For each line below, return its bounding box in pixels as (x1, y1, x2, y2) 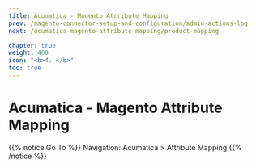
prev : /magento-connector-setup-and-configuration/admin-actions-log (8, 19, 249, 27)
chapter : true (8, 41, 57, 49)
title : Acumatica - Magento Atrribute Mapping (8, 11, 169, 20)
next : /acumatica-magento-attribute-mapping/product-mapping (8, 27, 220, 35)
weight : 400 (8, 49, 49, 57)
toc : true (8, 64, 42, 73)
